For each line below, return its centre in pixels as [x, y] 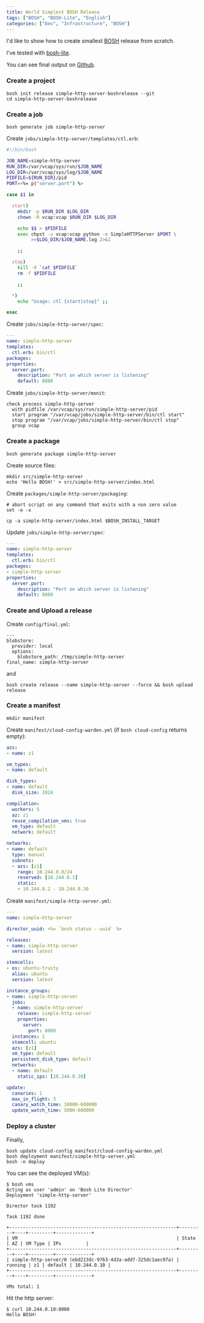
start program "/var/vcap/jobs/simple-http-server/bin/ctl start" [98, 415]
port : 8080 [42, 1030]
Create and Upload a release [49, 610]
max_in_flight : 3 [34, 1099]
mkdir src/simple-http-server [45, 476]
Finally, [15, 1139]
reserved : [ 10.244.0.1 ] [48, 878]
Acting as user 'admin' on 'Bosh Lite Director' [70, 1190]
